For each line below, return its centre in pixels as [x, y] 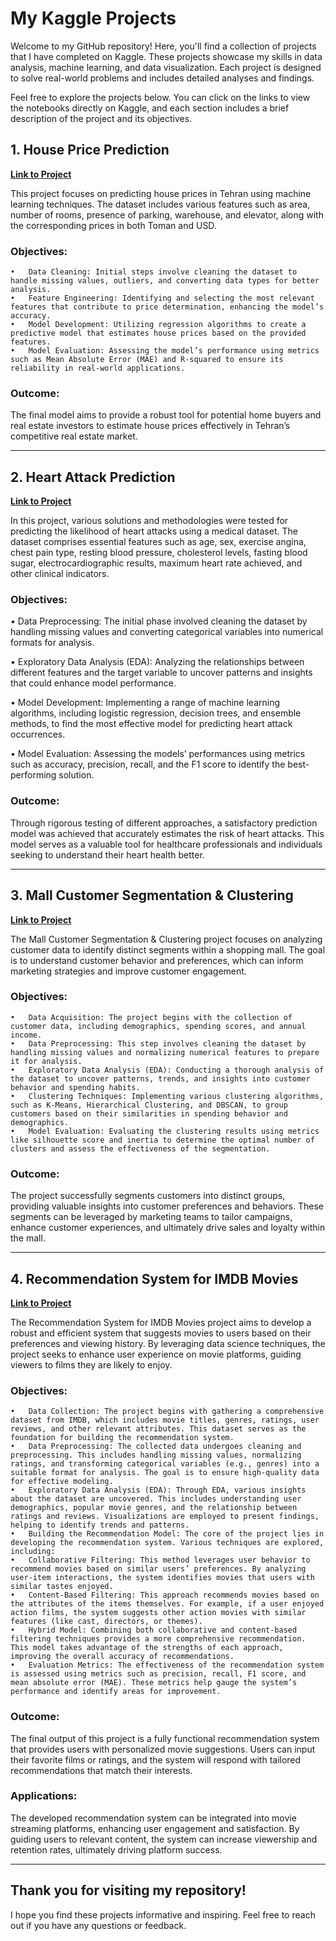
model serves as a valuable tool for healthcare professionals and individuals [166, 844]
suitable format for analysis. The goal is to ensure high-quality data [165, 1473]
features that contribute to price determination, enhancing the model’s [167, 307]
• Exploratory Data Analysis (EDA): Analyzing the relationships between [157, 662]
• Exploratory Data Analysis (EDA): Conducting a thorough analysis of [167, 1070]
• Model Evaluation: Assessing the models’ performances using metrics [158, 754]
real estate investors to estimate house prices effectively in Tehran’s [150, 426]
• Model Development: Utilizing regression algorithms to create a [158, 325]
